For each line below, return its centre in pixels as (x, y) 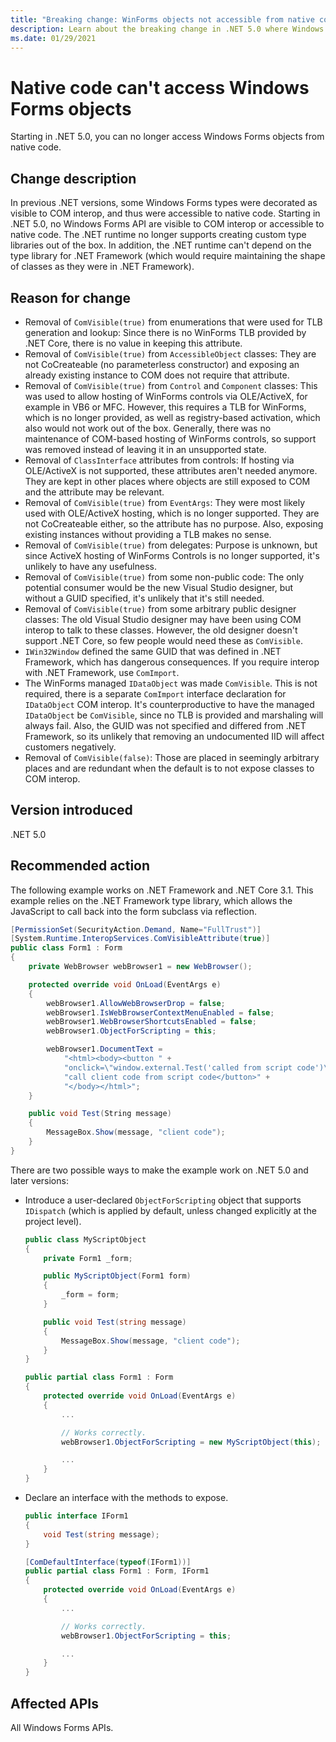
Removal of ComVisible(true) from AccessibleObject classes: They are (170, 353)
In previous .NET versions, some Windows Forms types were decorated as (164, 203)
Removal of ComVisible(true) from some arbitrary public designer (160, 608)
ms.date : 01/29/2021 (53, 38)
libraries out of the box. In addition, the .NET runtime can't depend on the (161, 245)
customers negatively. (70, 747)
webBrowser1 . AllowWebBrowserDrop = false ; (136, 1003)
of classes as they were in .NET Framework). (102, 267)
